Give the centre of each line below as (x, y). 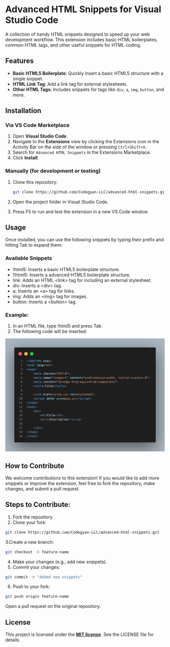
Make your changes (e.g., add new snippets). (60, 562)
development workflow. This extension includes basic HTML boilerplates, (81, 40)
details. (13, 640)
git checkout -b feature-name (37, 552)
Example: (17, 315)
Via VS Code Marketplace (37, 125)
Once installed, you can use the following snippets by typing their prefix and (84, 240)
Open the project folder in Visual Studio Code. (60, 202)
